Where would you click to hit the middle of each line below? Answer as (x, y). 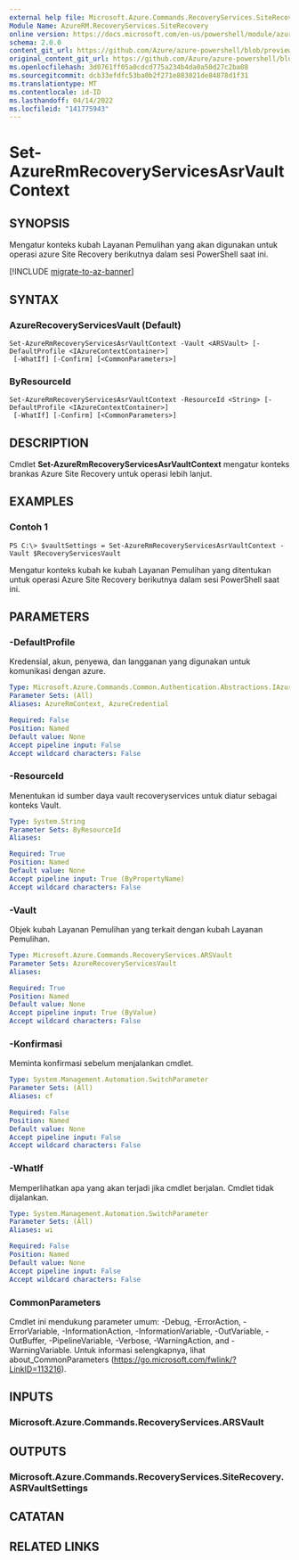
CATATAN (37, 1516)
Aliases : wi (31, 1230)
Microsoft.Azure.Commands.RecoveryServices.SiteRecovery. (147, 1476)
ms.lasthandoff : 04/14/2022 (61, 100)
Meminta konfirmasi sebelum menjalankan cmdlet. (101, 1063)
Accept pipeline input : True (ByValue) (83, 1013)
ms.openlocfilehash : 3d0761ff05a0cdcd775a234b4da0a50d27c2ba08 (129, 68)
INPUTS (31, 1397)
